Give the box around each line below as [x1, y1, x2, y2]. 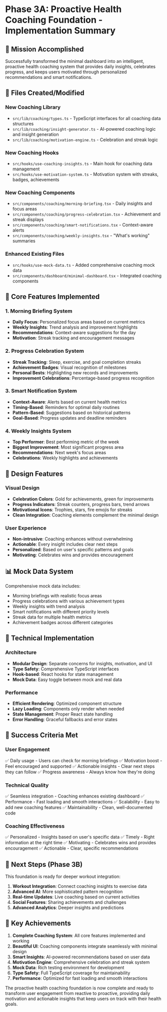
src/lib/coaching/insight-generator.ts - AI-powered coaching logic [12, 126, 156, 132]
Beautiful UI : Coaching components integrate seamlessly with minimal [12, 943, 157, 949]
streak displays [12, 217, 44, 223]
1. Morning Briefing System [5, 308, 72, 315]
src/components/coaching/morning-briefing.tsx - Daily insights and [12, 200, 152, 207]
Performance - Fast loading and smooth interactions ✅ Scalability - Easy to [5, 798, 160, 804]
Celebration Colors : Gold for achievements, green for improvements [12, 496, 154, 502]
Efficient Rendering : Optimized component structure [12, 700, 122, 706]
